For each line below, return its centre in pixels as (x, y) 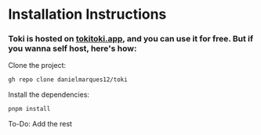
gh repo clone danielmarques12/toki (68, 80)
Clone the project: (37, 66)
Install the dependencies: (49, 94)
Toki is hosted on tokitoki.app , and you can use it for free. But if (130, 39)
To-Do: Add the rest (40, 124)
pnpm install (29, 109)
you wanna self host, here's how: (72, 48)
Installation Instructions (87, 14)
